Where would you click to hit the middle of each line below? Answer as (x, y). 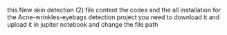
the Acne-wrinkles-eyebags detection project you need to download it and (113, 17)
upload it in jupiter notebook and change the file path (83, 24)
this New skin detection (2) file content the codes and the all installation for (114, 10)
